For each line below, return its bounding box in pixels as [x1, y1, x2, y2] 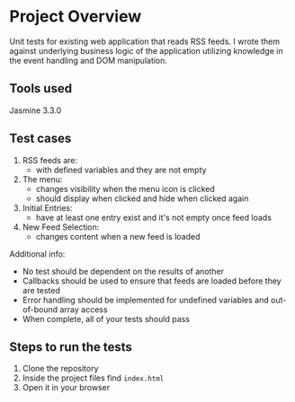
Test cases [9, 131, 72, 146]
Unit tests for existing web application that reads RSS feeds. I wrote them [9, 36, 281, 47]
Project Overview [9, 6, 142, 27]
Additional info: [9, 249, 66, 259]
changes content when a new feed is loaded [35, 231, 201, 241]
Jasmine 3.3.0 [9, 105, 62, 116]
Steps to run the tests [9, 339, 133, 354]
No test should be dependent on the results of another [22, 266, 225, 276]
